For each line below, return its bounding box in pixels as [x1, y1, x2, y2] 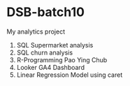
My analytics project [6, 27, 66, 36]
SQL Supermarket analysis [16, 41, 94, 49]
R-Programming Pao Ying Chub [16, 55, 108, 64]
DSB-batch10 [6, 4, 85, 20]
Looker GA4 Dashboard [16, 63, 85, 71]
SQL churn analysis [16, 48, 73, 57]
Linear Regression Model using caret [16, 71, 123, 79]
